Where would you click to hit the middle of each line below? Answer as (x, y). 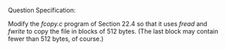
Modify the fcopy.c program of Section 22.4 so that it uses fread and (108, 24)
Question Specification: (42, 10)
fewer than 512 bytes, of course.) (56, 39)
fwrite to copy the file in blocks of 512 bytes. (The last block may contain (113, 31)
